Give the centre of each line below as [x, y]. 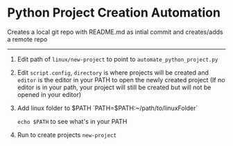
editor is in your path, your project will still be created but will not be [114, 87]
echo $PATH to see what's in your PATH [72, 121]
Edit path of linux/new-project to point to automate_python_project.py [118, 59]
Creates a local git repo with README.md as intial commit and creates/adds [115, 32]
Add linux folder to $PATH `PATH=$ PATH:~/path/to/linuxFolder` [107, 108]
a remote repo [27, 39]
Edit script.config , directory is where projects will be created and [113, 72]
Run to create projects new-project [67, 135]
